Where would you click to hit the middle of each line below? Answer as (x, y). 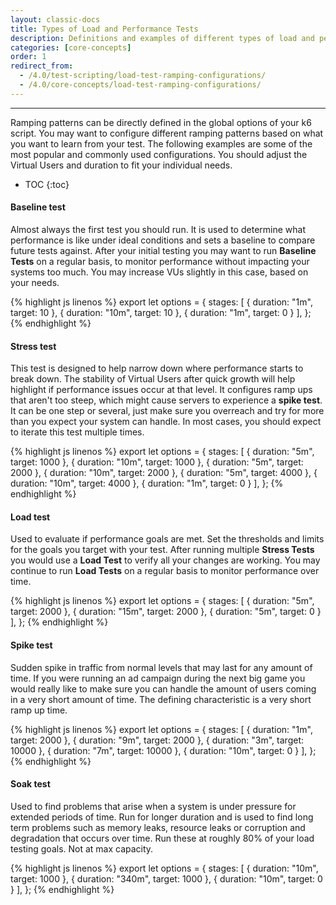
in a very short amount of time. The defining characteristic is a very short (161, 699)
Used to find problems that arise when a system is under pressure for (153, 806)
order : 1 (28, 57)
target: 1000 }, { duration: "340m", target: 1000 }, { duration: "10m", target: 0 (166, 878)
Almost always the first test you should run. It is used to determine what (158, 229)
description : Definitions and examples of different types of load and (162, 38)
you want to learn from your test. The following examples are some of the (161, 143)
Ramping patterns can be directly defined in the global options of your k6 (161, 122)
